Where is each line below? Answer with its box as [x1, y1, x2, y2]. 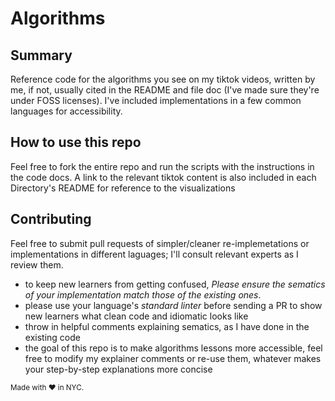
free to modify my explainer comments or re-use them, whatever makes [24, 352, 322, 364]
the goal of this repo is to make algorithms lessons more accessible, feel [24, 342, 323, 354]
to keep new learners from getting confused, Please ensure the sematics [24, 278, 326, 290]
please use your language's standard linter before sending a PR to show [24, 299, 323, 311]
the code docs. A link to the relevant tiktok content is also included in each [10, 171, 317, 183]
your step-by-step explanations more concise [24, 363, 213, 375]
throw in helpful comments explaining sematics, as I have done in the [24, 320, 310, 332]
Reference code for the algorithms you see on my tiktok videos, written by [10, 73, 316, 85]
